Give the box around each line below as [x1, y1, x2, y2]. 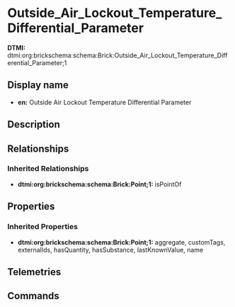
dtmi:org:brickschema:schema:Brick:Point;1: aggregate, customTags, [17, 238, 226, 246]
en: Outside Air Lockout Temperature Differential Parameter [17, 98, 192, 106]
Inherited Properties [7, 222, 78, 232]
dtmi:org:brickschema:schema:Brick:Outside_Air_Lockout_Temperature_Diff [7, 51, 228, 60]
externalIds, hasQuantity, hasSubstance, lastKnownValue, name [17, 245, 204, 254]
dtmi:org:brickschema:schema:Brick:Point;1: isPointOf [17, 179, 182, 189]
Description [7, 118, 60, 130]
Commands [7, 290, 60, 302]
